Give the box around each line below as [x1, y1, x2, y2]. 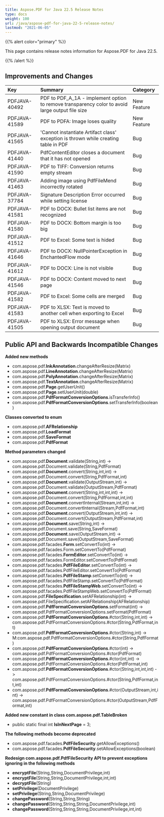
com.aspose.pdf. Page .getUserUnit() [12, 384, 85, 389]
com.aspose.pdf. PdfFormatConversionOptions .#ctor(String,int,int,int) [12, 666, 154, 672]
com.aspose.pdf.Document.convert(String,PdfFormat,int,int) [12, 495, 133, 500]
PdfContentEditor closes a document [40, 149, 125, 156]
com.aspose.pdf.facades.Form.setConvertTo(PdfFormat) [12, 546, 126, 552]
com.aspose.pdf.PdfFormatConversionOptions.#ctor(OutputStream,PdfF [12, 697, 158, 703]
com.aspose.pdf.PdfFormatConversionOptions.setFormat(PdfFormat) [12, 609, 151, 614]
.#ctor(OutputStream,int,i [108, 687, 159, 693]
